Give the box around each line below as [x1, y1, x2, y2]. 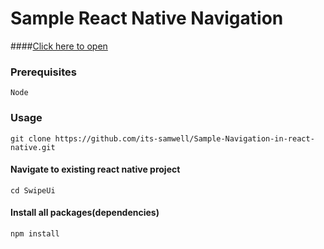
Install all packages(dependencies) [10, 207, 160, 219]
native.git [10, 142, 56, 152]
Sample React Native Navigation [10, 7, 284, 30]
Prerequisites [10, 65, 77, 79]
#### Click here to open [10, 40, 108, 52]
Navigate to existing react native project [10, 163, 181, 176]
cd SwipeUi [10, 185, 56, 196]
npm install [10, 228, 60, 239]
